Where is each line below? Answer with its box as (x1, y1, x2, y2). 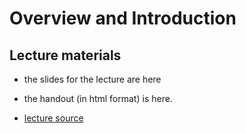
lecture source (23, 112, 84, 124)
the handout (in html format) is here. (23, 93, 173, 104)
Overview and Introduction (9, 7, 237, 30)
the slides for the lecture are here (23, 73, 162, 85)
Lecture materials (9, 47, 122, 64)
